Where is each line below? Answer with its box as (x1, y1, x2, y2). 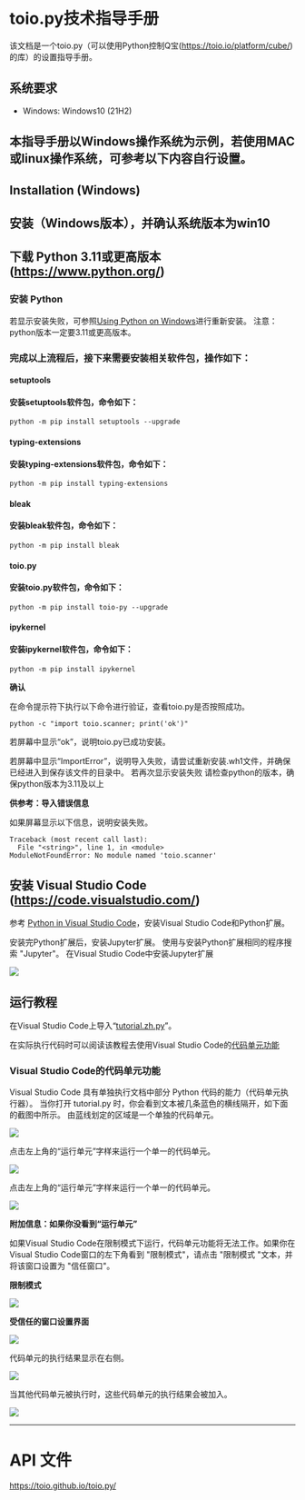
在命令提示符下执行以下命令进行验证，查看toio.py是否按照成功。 (9, 700, 250, 711)
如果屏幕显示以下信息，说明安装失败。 (9, 817, 152, 828)
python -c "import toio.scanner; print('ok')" (9, 719, 189, 728)
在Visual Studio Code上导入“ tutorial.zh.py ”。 (9, 1020, 177, 1031)
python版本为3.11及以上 (16, 778, 104, 789)
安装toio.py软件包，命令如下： (9, 582, 124, 593)
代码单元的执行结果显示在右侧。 (9, 1353, 129, 1364)
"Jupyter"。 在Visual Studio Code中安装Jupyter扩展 (19, 949, 214, 959)
